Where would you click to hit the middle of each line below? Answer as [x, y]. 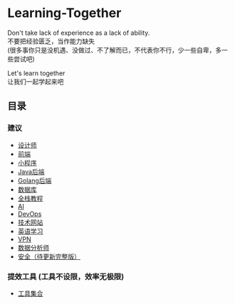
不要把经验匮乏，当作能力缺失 [51, 41]
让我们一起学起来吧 [36, 81]
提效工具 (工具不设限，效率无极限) [66, 276]
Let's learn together [36, 73]
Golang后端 [35, 180]
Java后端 [31, 171]
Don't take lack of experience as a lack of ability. [79, 33]
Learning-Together [64, 13]
